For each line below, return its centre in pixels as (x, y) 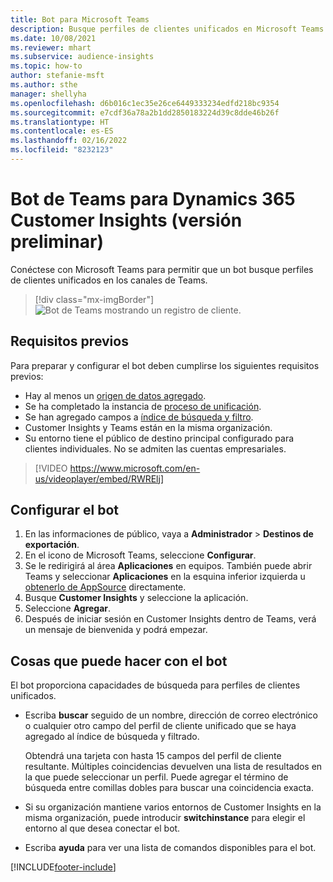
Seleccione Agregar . (68, 608)
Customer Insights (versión (126, 220)
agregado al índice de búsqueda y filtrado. (112, 737)
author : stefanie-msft (57, 76)
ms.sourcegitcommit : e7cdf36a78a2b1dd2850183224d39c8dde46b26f (145, 112)
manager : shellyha (48, 94)
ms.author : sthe (44, 85)
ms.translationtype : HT (60, 122)
